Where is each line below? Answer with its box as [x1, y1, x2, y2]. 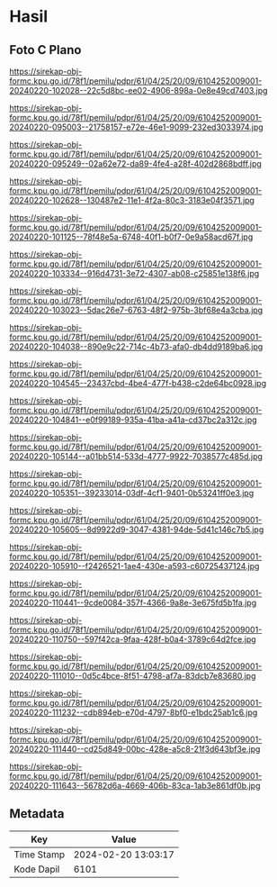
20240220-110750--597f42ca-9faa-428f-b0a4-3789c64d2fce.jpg [9, 634, 256, 645]
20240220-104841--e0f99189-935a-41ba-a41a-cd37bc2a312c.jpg [9, 414, 258, 425]
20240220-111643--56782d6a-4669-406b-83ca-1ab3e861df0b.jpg [9, 781, 261, 791]
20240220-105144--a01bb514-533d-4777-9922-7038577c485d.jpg [9, 451, 264, 461]
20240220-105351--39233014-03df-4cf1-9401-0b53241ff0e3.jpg [9, 488, 255, 498]
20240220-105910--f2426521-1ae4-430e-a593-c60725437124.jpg [9, 561, 260, 571]
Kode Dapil [13, 863, 60, 875]
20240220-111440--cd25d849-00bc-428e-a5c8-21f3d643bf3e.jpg [9, 744, 261, 754]
